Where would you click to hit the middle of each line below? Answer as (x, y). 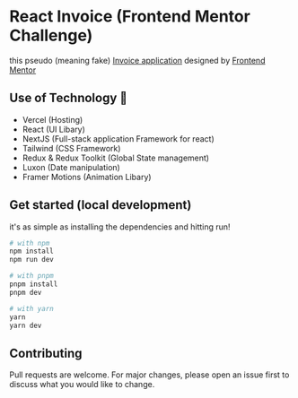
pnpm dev (26, 292)
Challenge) (51, 35)
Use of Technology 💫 (69, 98)
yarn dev (26, 325)
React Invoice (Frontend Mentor (130, 17)
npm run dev (31, 260)
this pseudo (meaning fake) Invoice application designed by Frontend (137, 60)
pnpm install (34, 284)
